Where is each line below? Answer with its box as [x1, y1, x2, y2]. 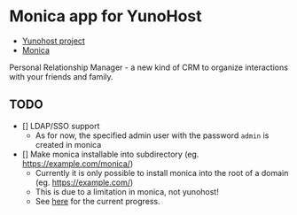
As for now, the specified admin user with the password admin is [35, 130, 270, 141]
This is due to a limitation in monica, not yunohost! [35, 186, 219, 196]
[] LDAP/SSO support [21, 120, 100, 131]
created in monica [35, 139, 102, 150]
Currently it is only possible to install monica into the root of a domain [35, 167, 289, 178]
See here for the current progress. [35, 196, 161, 206]
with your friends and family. [9, 71, 113, 81]
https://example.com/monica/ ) [21, 157, 134, 169]
